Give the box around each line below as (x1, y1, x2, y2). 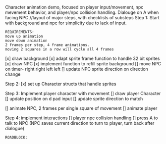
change (5, 71, 21, 77)
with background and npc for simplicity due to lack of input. (5, 20, 127, 26)
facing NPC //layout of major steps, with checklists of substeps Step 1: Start (5, 15, 160, 20)
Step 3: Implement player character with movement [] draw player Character (5, 91, 161, 96)
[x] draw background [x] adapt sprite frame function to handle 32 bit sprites (5, 55, 160, 61)
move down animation (5, 38, 48, 43)
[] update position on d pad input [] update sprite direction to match (5, 96, 143, 101)
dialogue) (5, 126, 25, 131)
